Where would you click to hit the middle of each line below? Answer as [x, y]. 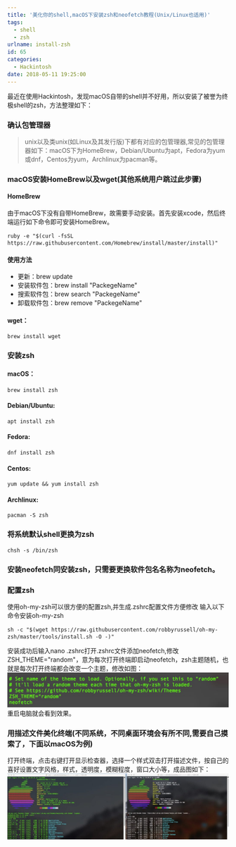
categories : [25, 60]
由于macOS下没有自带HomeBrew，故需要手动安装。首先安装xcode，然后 [113, 213]
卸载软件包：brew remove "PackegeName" [80, 303]
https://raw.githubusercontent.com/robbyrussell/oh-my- [135, 630]
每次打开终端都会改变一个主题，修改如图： [81, 668]
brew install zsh [33, 390]
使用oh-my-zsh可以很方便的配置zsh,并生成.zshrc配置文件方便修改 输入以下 [116, 607]
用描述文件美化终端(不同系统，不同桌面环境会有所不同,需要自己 [114, 733]
